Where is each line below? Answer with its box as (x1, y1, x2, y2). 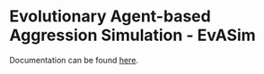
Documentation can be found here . (9, 54, 139, 65)
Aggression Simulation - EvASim (9, 25, 256, 45)
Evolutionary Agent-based (9, 6, 211, 27)
